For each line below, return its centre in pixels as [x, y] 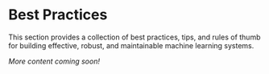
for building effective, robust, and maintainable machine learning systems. [131, 45]
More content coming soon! [54, 61]
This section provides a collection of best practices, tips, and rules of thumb [134, 37]
